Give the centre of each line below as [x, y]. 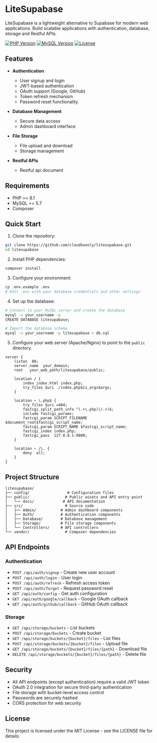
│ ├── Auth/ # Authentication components [63, 514]
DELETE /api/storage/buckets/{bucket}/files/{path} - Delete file [79, 654]
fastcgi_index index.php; [50, 431]
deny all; [34, 453]
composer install [23, 268]
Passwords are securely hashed [45, 698]
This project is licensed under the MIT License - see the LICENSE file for [79, 731]
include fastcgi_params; [49, 414]
